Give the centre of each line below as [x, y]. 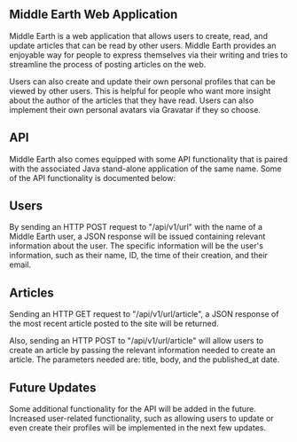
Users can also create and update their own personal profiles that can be [143, 81]
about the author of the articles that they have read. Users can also [132, 100]
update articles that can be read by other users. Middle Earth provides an [143, 45]
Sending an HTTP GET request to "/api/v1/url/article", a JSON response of [144, 314]
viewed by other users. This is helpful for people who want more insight [140, 91]
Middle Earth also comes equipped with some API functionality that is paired [148, 159]
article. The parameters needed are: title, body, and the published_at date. [145, 359]
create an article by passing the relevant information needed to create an [142, 351]
